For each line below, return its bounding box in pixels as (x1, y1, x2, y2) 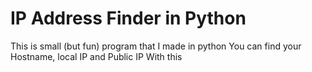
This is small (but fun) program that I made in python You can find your (10, 40, 302, 52)
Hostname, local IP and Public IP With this (10, 50, 183, 62)
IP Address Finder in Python (10, 7, 247, 30)
